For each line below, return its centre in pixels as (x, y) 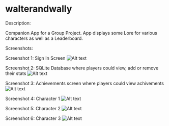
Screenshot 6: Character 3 (33, 118)
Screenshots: (19, 48)
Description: (18, 23)
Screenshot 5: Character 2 (33, 108)
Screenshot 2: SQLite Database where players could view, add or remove (82, 68)
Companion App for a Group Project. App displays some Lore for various (81, 33)
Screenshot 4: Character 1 (33, 98)
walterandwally (39, 9)
